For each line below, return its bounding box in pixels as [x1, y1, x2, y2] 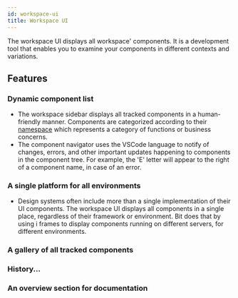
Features [7, 72, 48, 84]
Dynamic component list [7, 93, 94, 103]
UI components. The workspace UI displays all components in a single [17, 205, 224, 213]
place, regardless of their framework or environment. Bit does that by [17, 212, 221, 221]
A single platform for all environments [7, 181, 141, 191]
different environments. [17, 227, 87, 236]
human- [197, 110, 221, 118]
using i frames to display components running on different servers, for [17, 220, 224, 228]
